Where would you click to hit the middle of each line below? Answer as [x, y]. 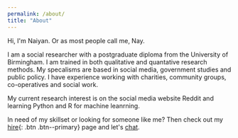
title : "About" [30, 21]
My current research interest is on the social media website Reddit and [111, 98]
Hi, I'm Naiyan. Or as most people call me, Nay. [76, 40]
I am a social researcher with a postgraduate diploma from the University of [118, 54]
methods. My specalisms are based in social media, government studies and [119, 69]
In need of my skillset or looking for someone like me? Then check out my [115, 119]
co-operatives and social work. [53, 84]
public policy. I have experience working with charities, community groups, [117, 77]
